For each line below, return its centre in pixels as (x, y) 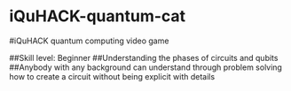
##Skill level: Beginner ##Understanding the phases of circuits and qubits (144, 57)
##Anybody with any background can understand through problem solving (145, 67)
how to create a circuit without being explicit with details (112, 76)
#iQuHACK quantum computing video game (89, 41)
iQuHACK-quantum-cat (98, 16)
